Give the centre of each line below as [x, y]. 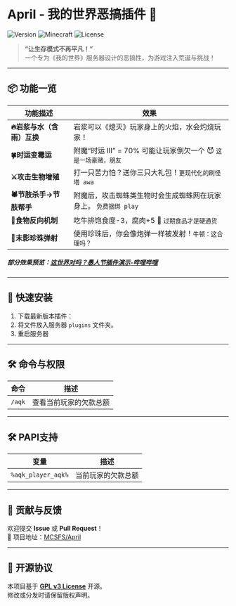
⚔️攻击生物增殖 [35, 176]
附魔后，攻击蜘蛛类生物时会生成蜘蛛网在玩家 [147, 195]
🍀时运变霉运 [31, 155]
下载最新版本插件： [45, 316]
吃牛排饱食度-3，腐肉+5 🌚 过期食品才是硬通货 [145, 220]
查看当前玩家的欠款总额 [71, 403]
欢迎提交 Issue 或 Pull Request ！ [55, 528]
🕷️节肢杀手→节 [35, 194]
